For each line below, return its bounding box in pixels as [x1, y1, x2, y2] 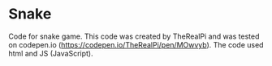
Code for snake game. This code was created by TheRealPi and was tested [8, 31, 260, 41]
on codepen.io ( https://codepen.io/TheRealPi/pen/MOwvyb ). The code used [8, 39, 264, 49]
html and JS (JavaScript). [8, 48, 93, 58]
